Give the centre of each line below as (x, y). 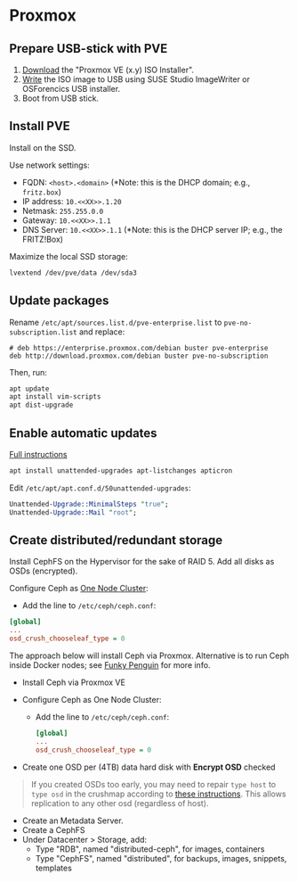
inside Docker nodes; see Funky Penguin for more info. (110, 665)
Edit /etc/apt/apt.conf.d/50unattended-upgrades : (100, 488)
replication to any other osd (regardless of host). (120, 803)
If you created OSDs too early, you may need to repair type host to (153, 784)
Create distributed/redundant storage (116, 540)
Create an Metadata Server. (72, 820)
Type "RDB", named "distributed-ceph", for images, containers (150, 849)
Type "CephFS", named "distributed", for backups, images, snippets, (161, 858)
